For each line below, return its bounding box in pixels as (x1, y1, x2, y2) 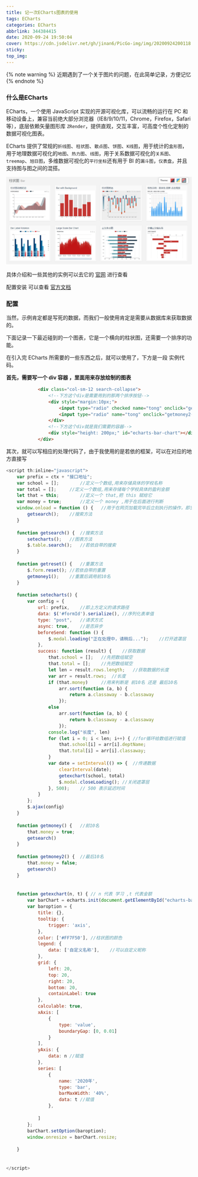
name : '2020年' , (58, 1078, 98, 1084)
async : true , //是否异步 (37, 623, 103, 629)
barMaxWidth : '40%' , (58, 1090, 110, 1097)
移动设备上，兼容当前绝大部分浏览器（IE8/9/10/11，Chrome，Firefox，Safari (6, 115, 191, 122)
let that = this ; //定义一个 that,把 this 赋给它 (16, 493, 152, 498)
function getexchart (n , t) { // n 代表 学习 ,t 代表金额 (16, 891, 152, 897)
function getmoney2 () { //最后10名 (16, 854, 104, 860)
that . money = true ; (27, 829, 75, 835)
